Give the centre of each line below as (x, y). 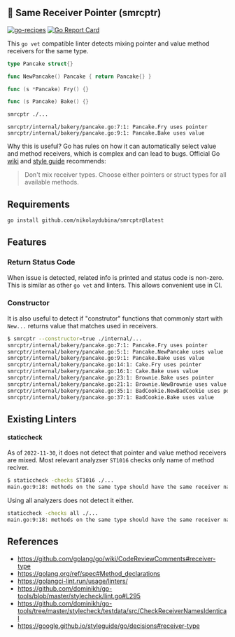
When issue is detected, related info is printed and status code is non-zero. (116, 277)
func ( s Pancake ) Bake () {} (48, 102)
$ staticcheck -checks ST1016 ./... (60, 481)
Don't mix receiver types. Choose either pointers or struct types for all (125, 175)
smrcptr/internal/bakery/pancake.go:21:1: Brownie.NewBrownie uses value (117, 384)
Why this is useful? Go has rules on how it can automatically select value (112, 146)
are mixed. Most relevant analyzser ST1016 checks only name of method (111, 460)
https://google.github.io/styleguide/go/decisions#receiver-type (109, 626)
